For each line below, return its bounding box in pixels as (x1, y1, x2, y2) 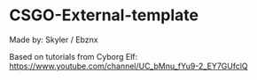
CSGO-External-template (9, 5, 199, 25)
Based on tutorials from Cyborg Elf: (9, 51, 138, 62)
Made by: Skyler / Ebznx (9, 34, 99, 45)
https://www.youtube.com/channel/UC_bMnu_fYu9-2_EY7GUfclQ (9, 61, 248, 71)
